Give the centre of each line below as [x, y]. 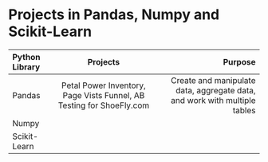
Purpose [239, 61]
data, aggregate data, [215, 90]
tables [244, 110]
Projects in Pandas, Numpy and [114, 15]
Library [26, 67]
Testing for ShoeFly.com [104, 105]
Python [26, 57]
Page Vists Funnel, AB [104, 95]
